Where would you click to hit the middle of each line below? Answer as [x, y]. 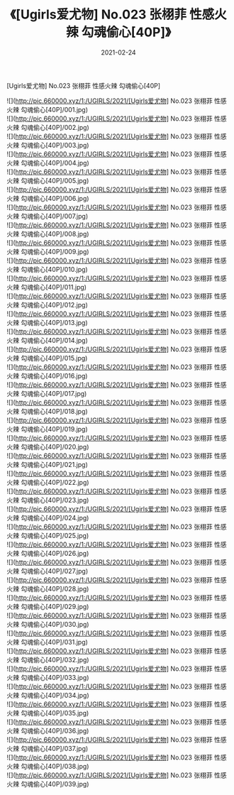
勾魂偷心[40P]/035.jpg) [55, 713]
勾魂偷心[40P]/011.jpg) [53, 287]
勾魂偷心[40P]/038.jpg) [55, 766]
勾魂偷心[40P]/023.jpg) [55, 500]
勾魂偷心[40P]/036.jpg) [55, 730]
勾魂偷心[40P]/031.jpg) [54, 642]
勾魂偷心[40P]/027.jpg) [54, 571]
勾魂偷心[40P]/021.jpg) [54, 464]
